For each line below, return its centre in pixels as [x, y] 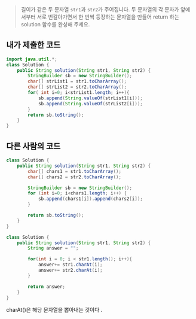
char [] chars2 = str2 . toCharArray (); [74, 177]
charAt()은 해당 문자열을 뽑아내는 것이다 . [54, 310]
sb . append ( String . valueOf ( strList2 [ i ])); [91, 104]
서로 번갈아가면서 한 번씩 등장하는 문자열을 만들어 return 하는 [108, 17]
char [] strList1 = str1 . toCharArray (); [77, 81]
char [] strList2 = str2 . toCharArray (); [77, 87]
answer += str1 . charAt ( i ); [70, 265]
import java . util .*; [32, 59]
